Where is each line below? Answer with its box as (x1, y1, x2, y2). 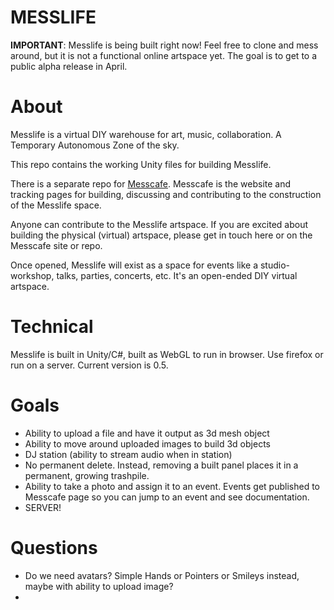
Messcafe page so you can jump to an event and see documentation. (24, 491, 310, 503)
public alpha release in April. (10, 60, 128, 72)
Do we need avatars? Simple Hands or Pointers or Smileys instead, (24, 569, 300, 581)
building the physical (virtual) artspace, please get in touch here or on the (10, 229, 313, 241)
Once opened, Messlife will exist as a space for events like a (10, 259, 258, 271)
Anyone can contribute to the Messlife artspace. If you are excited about (10, 218, 309, 230)
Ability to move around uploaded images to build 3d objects (24, 437, 271, 450)
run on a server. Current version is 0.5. (10, 359, 169, 371)
